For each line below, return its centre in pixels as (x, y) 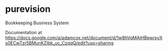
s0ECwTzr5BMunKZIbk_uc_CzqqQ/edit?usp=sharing (59, 43)
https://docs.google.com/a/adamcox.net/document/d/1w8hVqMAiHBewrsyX (84, 38)
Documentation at (24, 32)
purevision (28, 9)
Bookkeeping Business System (37, 23)
